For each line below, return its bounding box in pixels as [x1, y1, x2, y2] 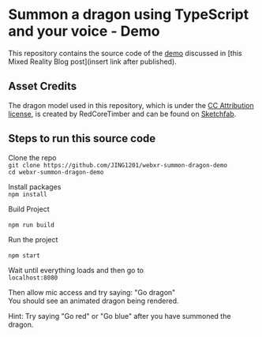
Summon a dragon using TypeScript [8, 6, 249, 24]
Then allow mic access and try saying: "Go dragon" [8, 287, 176, 297]
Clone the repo [8, 152, 57, 163]
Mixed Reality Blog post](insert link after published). [8, 57, 178, 66]
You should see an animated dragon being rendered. [8, 296, 179, 305]
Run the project [8, 234, 58, 244]
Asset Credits [8, 80, 77, 93]
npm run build [8, 221, 55, 229]
